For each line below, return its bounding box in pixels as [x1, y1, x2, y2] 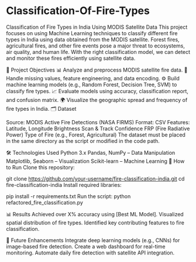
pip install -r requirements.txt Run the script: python [6, 192, 131, 200]
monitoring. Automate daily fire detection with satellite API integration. [6, 249, 175, 256]
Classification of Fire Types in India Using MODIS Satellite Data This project [6, 23, 188, 30]
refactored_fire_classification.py [6, 199, 83, 206]
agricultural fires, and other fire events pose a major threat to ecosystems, [6, 42, 185, 49]
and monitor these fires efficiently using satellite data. [6, 55, 136, 62]
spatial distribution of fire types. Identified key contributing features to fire [6, 219, 184, 226]
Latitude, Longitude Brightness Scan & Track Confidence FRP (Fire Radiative [6, 125, 190, 132]
